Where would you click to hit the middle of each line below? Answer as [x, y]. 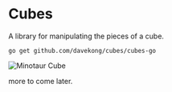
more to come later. [41, 81]
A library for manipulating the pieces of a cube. [86, 36]
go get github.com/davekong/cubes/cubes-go [82, 50]
